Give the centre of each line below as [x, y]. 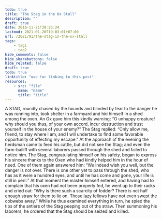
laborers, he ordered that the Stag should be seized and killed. [67, 211]
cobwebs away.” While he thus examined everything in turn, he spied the [78, 201]
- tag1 [20, 45]
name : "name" [31, 90]
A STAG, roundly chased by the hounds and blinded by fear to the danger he [81, 109]
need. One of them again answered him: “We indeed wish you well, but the [79, 165]
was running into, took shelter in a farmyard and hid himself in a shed [74, 114]
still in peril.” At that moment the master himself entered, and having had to [80, 181]
